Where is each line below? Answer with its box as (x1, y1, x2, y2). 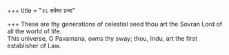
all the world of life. (7, 27, 62, 35)
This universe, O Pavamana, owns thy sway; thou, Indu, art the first (7, 35, 198, 42)
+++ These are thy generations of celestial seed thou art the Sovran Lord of (7, 20, 223, 28)
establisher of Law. (7, 41, 61, 50)
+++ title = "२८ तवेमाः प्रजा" (7, 7, 76, 14)
